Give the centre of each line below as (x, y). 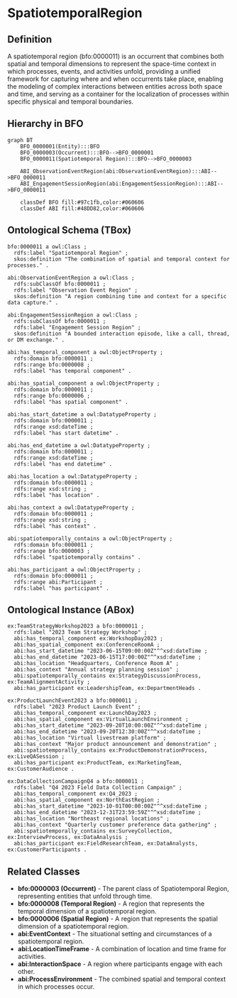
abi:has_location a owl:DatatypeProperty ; (73, 476)
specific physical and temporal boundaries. (70, 102)
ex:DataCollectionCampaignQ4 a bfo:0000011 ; (76, 782)
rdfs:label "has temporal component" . (73, 371)
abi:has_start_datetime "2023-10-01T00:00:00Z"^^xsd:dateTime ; (111, 806)
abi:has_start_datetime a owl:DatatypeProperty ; (82, 414)
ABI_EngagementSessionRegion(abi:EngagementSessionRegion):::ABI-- (122, 183)
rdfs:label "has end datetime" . (63, 464)
